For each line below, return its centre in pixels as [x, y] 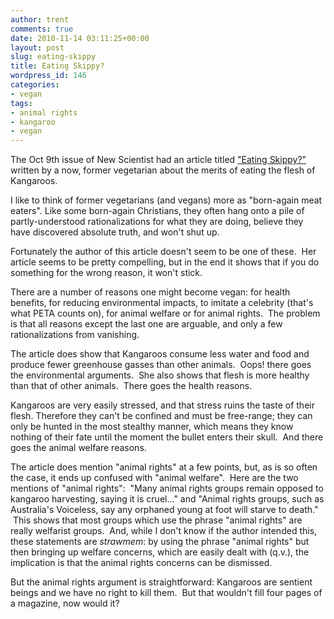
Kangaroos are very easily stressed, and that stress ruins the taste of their [162, 405]
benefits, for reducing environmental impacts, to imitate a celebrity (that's [162, 303]
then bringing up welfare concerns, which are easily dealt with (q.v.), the [160, 552]
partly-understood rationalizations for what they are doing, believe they [157, 222]
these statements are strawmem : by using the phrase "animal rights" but [160, 542]
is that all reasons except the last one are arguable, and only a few [146, 324]
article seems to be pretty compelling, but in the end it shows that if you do [165, 262]
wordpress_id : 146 [48, 76]
